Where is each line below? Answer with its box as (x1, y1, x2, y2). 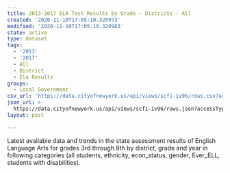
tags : (7, 42, 23, 49)
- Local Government (13, 86, 69, 93)
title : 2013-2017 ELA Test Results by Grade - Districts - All (7, 10, 192, 17)
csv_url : (7, 93, 32, 100)
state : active (7, 29, 48, 36)
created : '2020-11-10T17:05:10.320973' (7, 16, 121, 23)
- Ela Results (13, 73, 53, 81)
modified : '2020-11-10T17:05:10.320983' (7, 23, 125, 29)
